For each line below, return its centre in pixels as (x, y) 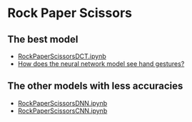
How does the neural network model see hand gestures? (101, 64)
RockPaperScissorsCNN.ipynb (62, 111)
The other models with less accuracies (95, 86)
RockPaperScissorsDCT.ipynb (62, 56)
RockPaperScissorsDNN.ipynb (62, 103)
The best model (43, 39)
